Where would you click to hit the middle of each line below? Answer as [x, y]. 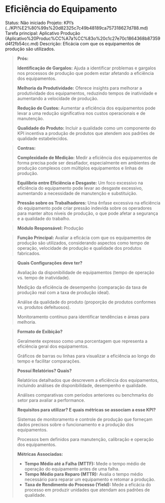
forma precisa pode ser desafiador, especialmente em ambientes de [86, 163]
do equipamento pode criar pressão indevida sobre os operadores [84, 208]
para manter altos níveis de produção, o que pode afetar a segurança [88, 213]
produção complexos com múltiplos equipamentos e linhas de [80, 168]
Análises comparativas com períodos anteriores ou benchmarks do [85, 395]
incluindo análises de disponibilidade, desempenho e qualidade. [82, 385]
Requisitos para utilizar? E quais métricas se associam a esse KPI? [86, 409]
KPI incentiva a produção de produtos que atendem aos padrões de [86, 133]
